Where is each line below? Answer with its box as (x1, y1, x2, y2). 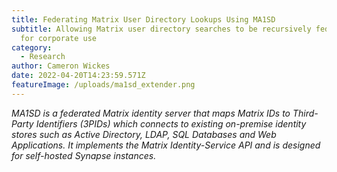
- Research (20, 52, 66, 62)
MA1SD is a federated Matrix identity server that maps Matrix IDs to (11, 107, 291, 119)
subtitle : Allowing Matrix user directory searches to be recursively (11, 24, 312, 34)
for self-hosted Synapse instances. (11, 149, 157, 161)
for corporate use (20, 33, 98, 43)
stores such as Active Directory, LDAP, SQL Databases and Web (11, 128, 277, 140)
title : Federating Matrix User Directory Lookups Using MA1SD (11, 14, 276, 25)
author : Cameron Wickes (11, 61, 111, 71)
